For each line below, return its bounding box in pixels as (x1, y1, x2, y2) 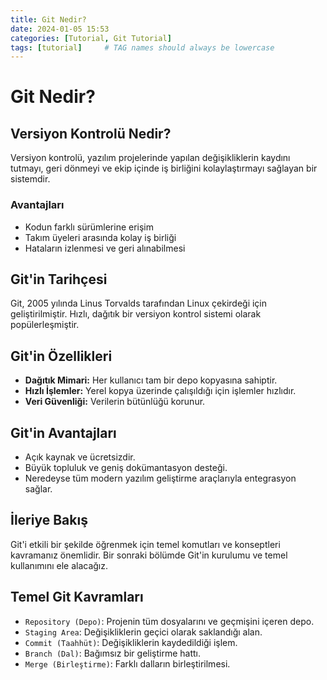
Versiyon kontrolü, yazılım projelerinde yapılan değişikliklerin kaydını (10, 152, 291, 164)
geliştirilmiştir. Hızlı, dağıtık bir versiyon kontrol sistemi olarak (10, 308, 262, 320)
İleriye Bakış (10, 512, 88, 529)
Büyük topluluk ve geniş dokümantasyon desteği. (24, 461, 228, 473)
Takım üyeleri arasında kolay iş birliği (24, 231, 177, 243)
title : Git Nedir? (10, 14, 87, 25)
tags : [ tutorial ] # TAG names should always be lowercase (10, 42, 275, 53)
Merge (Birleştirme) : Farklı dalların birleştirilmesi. (24, 657, 231, 670)
